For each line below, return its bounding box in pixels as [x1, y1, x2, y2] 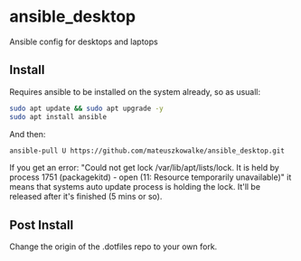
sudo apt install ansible [9, 112, 107, 121]
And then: [9, 128, 46, 139]
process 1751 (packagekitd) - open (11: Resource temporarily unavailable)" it [9, 172, 292, 182]
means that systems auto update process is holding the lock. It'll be [9, 182, 260, 192]
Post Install [9, 217, 74, 232]
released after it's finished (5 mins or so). [9, 191, 163, 202]
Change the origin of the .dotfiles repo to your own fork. [9, 241, 218, 252]
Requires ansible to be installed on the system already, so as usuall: [9, 86, 261, 97]
